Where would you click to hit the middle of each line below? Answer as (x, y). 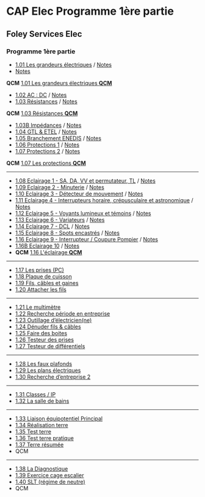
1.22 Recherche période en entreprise (63, 313)
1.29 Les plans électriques (48, 370)
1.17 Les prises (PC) (39, 270)
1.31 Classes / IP (35, 394)
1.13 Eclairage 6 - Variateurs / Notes (60, 219)
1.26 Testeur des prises (45, 340)
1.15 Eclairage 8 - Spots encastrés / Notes (67, 233)
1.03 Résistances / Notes (46, 101)
